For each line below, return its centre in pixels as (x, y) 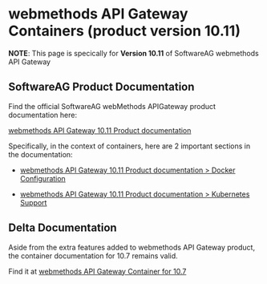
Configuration (42, 178)
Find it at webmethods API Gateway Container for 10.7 (97, 271)
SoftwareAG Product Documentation (101, 87)
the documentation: (41, 154)
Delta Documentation (63, 228)
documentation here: (43, 115)
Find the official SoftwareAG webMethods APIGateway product (112, 106)
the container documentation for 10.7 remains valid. (93, 256)
